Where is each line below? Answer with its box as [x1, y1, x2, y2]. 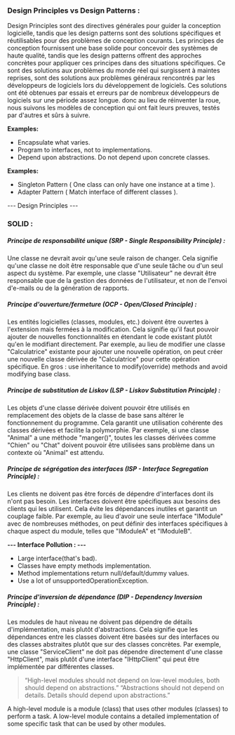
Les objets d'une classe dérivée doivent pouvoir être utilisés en [7, 404, 190, 412]
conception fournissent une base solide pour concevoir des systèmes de [7, 44, 218, 53]
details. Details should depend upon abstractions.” [24, 691, 170, 700]
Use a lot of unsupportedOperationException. [17, 576, 149, 585]
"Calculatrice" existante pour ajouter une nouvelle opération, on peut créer [7, 347, 223, 356]
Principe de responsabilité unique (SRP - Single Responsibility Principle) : [7, 236, 226, 244]
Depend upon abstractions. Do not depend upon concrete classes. [17, 153, 210, 161]
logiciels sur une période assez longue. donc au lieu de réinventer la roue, [7, 96, 221, 105]
